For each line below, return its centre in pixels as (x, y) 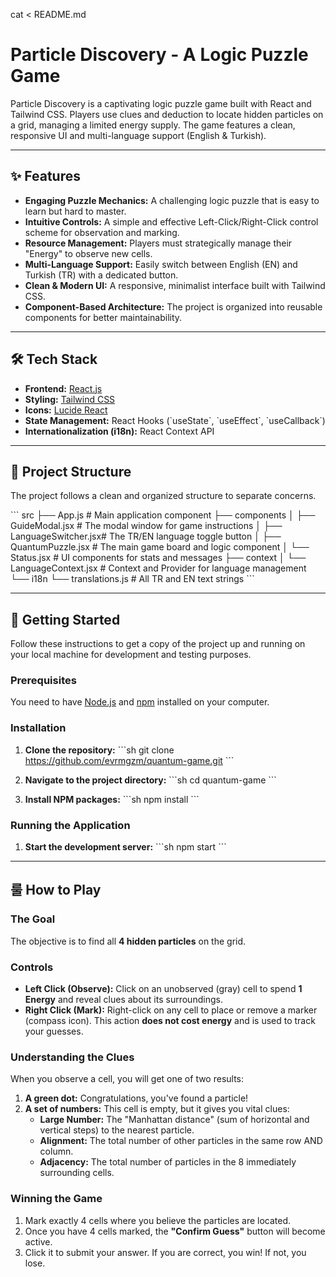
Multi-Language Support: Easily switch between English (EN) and (161, 264)
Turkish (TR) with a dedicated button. (101, 275)
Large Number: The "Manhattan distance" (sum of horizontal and (174, 1120)
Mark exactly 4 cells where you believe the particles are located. (158, 1220)
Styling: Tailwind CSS (70, 399)
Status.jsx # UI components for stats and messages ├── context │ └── (158, 558)
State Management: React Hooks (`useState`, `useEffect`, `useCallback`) (175, 420)
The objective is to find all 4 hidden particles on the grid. (128, 941)
